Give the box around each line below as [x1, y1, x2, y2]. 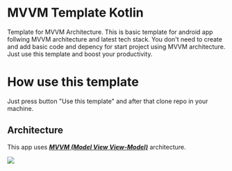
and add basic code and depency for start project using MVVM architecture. [7, 42, 226, 51]
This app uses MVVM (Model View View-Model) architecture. [7, 143, 186, 151]
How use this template [7, 74, 139, 90]
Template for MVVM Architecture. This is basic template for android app [7, 28, 213, 36]
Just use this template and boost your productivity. [7, 50, 153, 58]
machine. [7, 104, 34, 112]
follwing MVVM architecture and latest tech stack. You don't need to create [7, 35, 222, 43]
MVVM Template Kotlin [7, 5, 144, 21]
